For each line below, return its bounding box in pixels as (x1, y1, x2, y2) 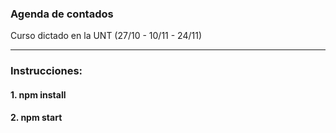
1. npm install (10, 88, 67, 101)
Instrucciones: (10, 64, 83, 78)
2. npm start (10, 112, 63, 124)
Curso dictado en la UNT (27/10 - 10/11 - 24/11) (10, 30, 203, 42)
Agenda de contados (10, 7, 114, 21)
